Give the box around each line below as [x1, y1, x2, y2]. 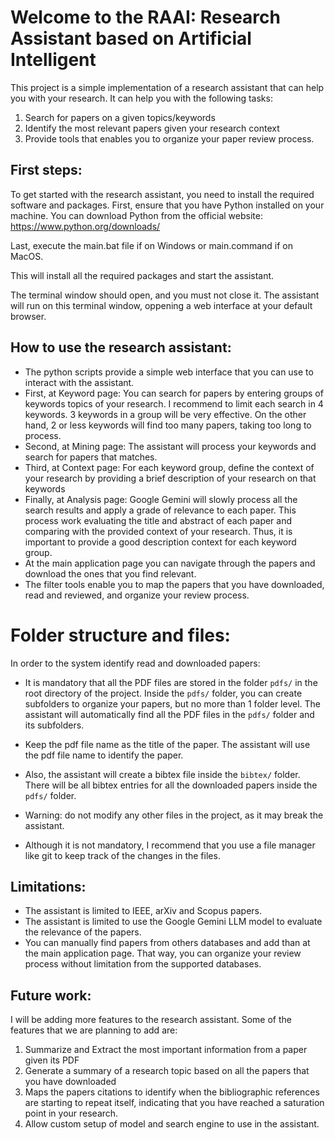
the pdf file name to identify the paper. [24, 749, 184, 761]
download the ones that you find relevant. [24, 567, 197, 580]
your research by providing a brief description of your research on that [24, 472, 317, 484]
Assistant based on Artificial [10, 27, 252, 50]
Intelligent [10, 49, 97, 71]
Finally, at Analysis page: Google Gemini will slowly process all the [24, 493, 298, 505]
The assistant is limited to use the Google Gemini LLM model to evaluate [24, 916, 323, 928]
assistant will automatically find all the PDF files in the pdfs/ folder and [24, 708, 315, 720]
